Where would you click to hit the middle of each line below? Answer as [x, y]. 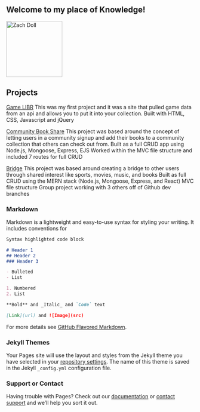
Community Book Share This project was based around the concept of [93, 131]
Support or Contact [35, 383]
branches [18, 193]
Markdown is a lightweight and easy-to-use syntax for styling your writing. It [100, 222]
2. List [16, 294]
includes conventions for [37, 228]
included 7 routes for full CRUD [44, 156]
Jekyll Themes [28, 342]
